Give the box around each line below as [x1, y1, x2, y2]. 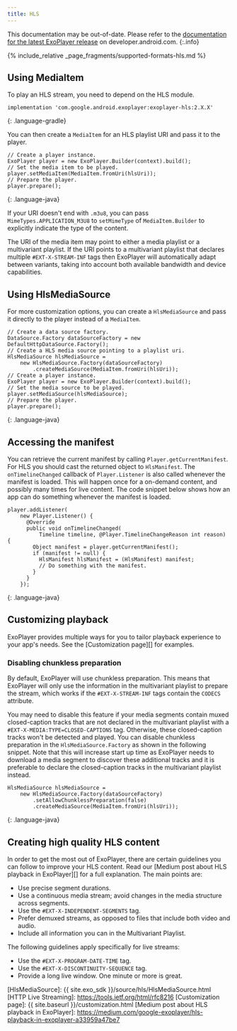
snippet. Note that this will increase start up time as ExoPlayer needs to [7, 748, 214, 756]
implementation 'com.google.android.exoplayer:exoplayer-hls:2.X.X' [7, 104, 214, 111]
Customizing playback [7, 614, 109, 626]
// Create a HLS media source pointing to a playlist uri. [7, 347, 185, 355]
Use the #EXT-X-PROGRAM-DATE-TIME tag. [17, 956, 132, 965]
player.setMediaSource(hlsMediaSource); [7, 391, 129, 398]
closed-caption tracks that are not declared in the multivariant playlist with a [7, 718, 229, 727]
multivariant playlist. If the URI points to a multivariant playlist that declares [7, 246, 225, 254]
